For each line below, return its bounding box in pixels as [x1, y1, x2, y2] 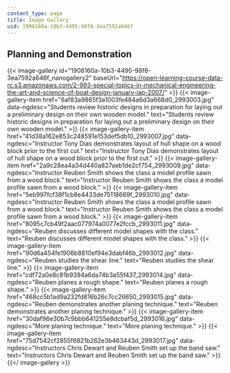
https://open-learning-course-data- [122, 74, 223, 82]
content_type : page [7, 10, 63, 17]
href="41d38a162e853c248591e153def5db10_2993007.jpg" [7, 132, 175, 141]
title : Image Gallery [7, 16, 69, 23]
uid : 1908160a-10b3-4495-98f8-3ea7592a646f [7, 23, 134, 30]
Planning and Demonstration [7, 48, 133, 60]
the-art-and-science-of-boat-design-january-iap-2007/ [7, 89, 165, 97]
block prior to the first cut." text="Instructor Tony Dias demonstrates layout [7, 147, 219, 155]
